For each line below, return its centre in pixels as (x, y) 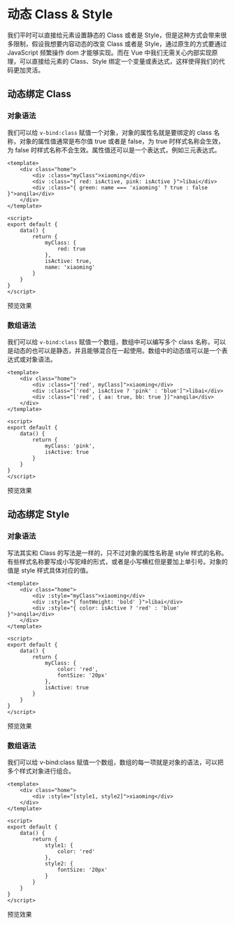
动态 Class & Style (60, 14)
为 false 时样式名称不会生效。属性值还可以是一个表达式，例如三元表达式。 (114, 150)
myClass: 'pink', (70, 446)
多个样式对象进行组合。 (41, 770)
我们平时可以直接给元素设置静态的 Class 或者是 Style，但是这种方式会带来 (114, 35)
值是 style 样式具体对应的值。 (50, 570)
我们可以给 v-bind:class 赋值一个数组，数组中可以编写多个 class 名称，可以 (116, 342)
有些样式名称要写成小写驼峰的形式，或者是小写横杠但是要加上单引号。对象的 (117, 561)
